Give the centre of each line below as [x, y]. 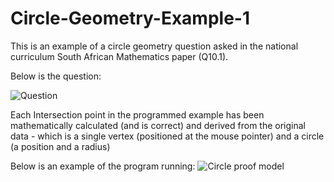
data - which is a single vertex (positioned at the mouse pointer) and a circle [167, 136]
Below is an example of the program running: [103, 166]
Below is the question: [56, 76]
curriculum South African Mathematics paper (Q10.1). [119, 56]
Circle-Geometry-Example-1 [130, 18]
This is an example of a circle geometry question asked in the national [154, 46]
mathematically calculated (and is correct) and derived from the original [158, 125]
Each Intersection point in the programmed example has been [137, 114]
